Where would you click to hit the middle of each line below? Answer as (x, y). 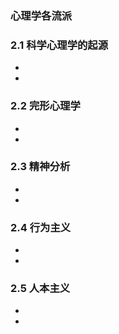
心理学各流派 (41, 15)
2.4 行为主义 (41, 227)
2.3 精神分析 (40, 167)
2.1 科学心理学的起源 (59, 45)
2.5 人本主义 (40, 289)
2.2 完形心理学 (45, 106)
